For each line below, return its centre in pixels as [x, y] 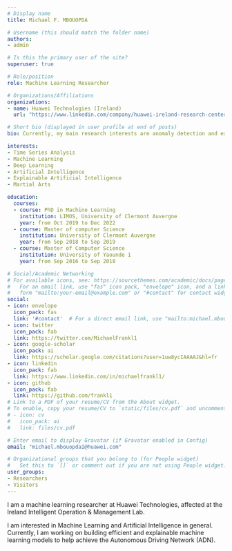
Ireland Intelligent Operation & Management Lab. [76, 512]
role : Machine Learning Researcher [58, 83]
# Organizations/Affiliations [51, 95]
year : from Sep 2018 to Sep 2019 [68, 242]
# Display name [29, 13]
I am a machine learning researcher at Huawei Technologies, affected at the [115, 504]
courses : [26, 204]
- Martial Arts [29, 185]
